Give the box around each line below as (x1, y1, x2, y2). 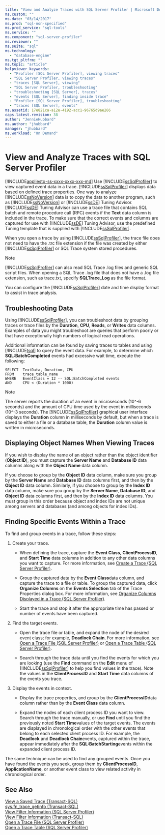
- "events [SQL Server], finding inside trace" (9, 94, 109, 99)
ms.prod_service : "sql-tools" (5, 26, 67, 30)
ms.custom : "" (5, 12, 34, 17)
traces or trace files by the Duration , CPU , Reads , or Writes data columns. (5, 323, 156, 328)
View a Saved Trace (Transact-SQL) (5, 799, 78, 805)
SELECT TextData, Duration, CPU (5, 367, 74, 372)
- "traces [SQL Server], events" (9, 103, 78, 108)
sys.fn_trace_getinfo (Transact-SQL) (5, 804, 79, 809)
